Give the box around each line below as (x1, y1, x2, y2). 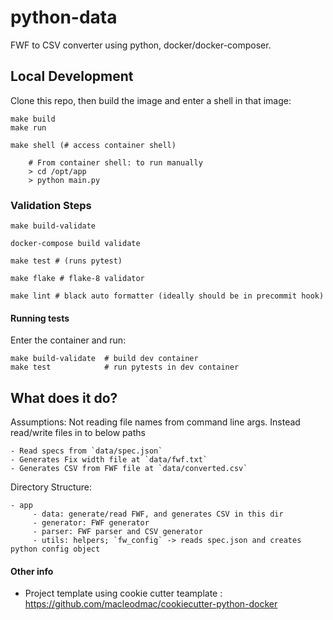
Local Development (10, 68, 134, 85)
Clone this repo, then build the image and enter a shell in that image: (10, 94, 292, 106)
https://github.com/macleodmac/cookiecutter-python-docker (24, 598, 278, 610)
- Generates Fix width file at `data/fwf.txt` (10, 455, 208, 465)
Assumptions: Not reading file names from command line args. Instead (10, 416, 301, 428)
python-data (10, 6, 118, 29)
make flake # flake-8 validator (10, 274, 145, 284)
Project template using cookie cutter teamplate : (24, 587, 223, 600)
